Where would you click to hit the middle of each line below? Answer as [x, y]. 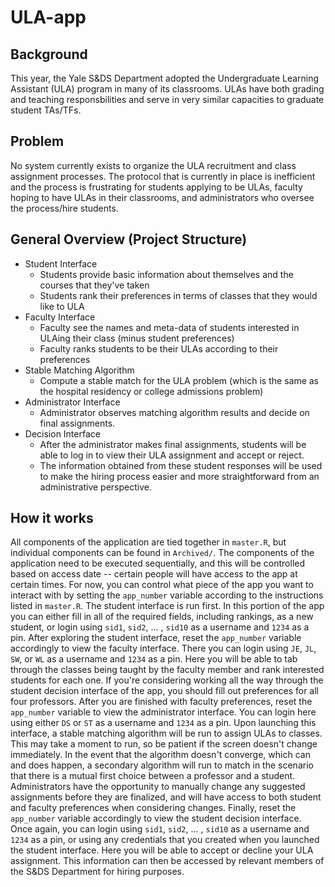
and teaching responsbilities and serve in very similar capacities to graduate [167, 99]
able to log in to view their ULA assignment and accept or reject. [172, 455]
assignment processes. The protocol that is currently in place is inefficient [163, 176]
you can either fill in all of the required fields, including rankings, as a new [162, 617]
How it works [52, 518]
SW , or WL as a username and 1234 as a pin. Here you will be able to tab [154, 659]
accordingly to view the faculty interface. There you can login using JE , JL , [163, 648]
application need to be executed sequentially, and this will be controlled [158, 563]
